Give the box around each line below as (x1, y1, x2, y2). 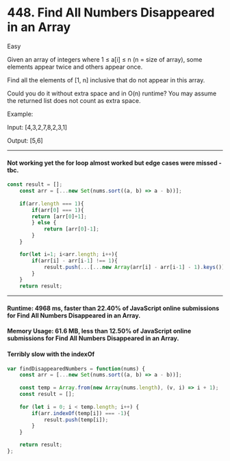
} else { (31, 220, 57, 226)
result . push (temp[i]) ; (43, 416, 109, 423)
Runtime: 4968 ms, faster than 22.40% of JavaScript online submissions (7, 304, 220, 312)
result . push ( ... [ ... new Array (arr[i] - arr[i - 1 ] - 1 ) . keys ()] (43, 263, 225, 270)
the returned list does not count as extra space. (7, 96, 141, 104)
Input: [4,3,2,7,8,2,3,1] (7, 123, 67, 131)
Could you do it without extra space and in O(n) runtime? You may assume (7, 89, 217, 97)
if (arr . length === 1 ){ (19, 200, 84, 207)
